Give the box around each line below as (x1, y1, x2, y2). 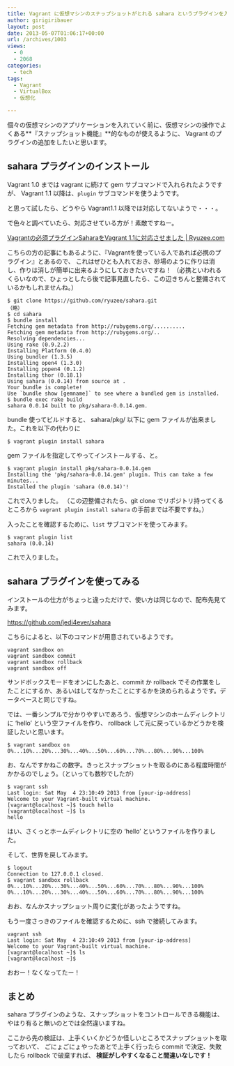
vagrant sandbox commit (7, 652, 77, 659)
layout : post (7, 23, 45, 30)
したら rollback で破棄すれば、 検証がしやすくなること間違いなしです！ (7, 1051, 212, 1060)
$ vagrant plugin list (7, 534, 73, 541)
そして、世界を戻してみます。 (7, 850, 92, 859)
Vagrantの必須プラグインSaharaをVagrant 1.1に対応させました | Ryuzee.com (7, 233, 225, 241)
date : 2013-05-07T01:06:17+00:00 (7, 29, 104, 37)
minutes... (7, 477, 39, 484)
